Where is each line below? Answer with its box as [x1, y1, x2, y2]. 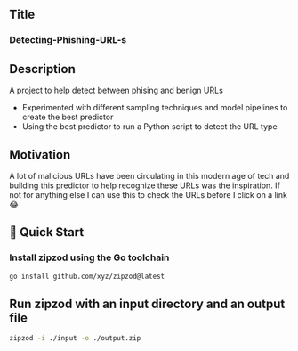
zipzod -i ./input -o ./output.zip [9, 334, 141, 343]
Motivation [9, 147, 71, 162]
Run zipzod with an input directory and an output [9, 296, 286, 311]
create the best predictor [21, 111, 114, 123]
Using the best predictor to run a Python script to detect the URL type [21, 121, 278, 132]
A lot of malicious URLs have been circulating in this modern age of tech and [9, 170, 290, 181]
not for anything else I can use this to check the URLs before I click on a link [9, 189, 287, 200]
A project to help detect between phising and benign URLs [9, 85, 224, 96]
